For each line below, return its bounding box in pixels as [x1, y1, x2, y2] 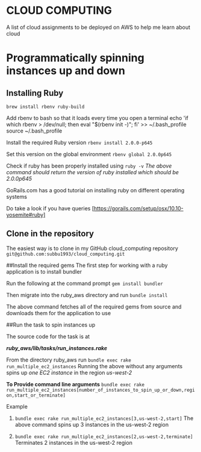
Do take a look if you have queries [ [6, 204, 94, 212]
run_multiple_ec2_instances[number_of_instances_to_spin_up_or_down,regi [6, 387, 196, 393]
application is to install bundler [6, 268, 82, 275]
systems [6, 193, 27, 200]
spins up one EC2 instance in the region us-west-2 [6, 369, 132, 376]
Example [6, 403, 28, 410]
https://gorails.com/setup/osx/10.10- [93, 204, 184, 212]
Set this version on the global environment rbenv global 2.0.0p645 [6, 150, 172, 157]
